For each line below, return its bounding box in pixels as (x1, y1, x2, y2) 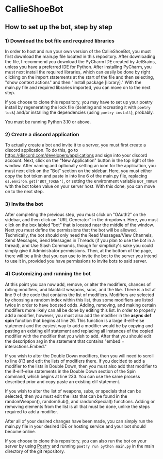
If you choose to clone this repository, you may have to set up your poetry (5, 99, 153, 105)
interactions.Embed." (5, 343, 47, 349)
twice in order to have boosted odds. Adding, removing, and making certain (5, 302, 156, 308)
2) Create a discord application (5, 131, 79, 138)
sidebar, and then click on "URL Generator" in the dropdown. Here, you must (5, 217, 158, 223)
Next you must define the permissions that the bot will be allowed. (5, 227, 137, 233)
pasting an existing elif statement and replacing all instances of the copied (5, 328, 154, 334)
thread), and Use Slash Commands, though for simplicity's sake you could (5, 243, 153, 248)
